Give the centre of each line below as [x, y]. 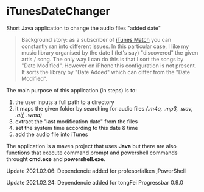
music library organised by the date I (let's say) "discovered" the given [110, 52]
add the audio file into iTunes [51, 134]
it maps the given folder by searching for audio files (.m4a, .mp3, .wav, [104, 108]
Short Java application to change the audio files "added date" [84, 28]
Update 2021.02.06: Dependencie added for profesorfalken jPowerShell [96, 171]
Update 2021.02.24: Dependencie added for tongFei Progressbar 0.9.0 [95, 182]
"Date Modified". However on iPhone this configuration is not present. [109, 66]
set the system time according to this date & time [76, 128]
